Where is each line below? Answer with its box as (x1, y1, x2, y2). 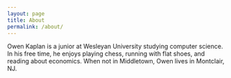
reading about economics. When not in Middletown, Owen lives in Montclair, (7, 57, 225, 65)
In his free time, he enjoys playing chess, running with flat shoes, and (7, 49, 205, 58)
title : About (7, 17, 45, 24)
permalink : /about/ (7, 23, 64, 30)
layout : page (7, 10, 45, 17)
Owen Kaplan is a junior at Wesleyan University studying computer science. (7, 42, 223, 51)
